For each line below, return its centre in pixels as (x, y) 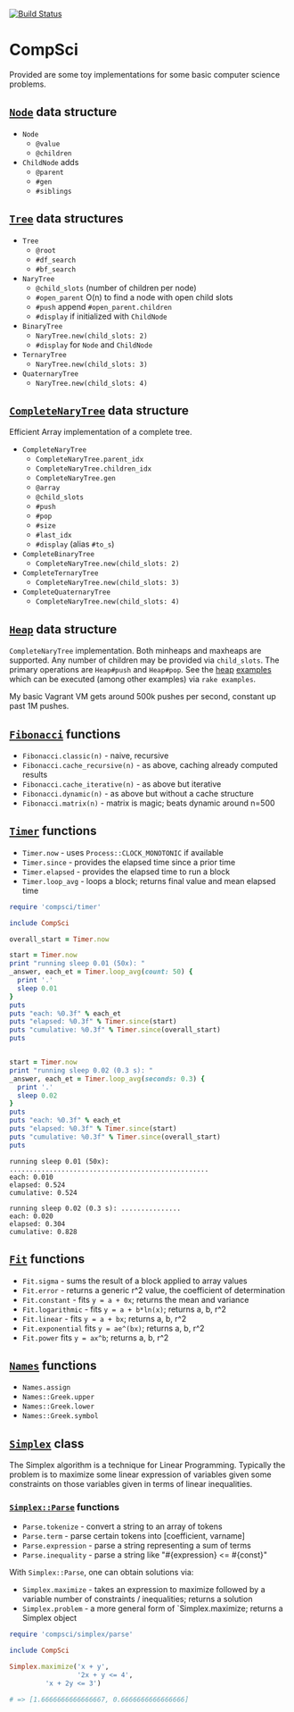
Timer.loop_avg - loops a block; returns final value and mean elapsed (149, 881)
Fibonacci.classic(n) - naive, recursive (95, 756)
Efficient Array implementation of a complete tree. (101, 432)
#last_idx (54, 536)
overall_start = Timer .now (59, 939)
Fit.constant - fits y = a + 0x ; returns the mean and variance (135, 1299)
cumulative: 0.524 (43, 1192)
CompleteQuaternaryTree (66, 593)
